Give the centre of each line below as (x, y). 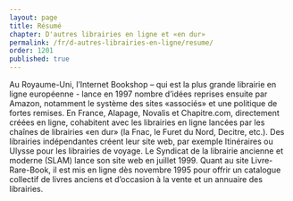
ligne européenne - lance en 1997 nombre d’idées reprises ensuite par (138, 94)
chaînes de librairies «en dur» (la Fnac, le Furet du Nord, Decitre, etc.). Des (147, 132)
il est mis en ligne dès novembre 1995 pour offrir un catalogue (167, 170)
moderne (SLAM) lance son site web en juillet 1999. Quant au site (129, 160)
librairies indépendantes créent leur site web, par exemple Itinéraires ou (142, 141)
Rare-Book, (30, 170)
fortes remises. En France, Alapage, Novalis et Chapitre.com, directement (144, 113)
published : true (39, 59)
